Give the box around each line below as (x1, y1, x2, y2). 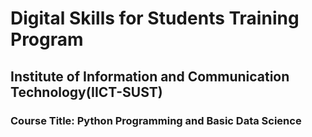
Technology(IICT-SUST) (10, 83, 163, 101)
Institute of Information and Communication (10, 68, 290, 85)
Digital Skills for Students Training (10, 7, 300, 30)
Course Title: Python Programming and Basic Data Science (10, 113, 302, 127)
